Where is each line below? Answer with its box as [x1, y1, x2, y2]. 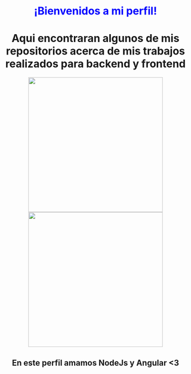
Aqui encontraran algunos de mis [11, 32, 180, 46]
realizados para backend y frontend [5, 57, 186, 71]
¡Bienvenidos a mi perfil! [33, 4, 158, 18]
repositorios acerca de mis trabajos [6, 44, 185, 58]
